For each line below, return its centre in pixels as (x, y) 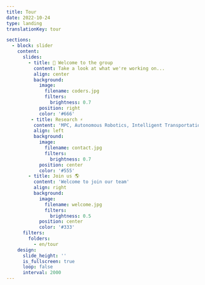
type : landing (24, 23)
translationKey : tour (34, 29)
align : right (50, 188)
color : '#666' (57, 114)
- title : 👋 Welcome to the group (71, 63)
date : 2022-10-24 (28, 18)
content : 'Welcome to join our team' (81, 182)
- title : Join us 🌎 (54, 176)
